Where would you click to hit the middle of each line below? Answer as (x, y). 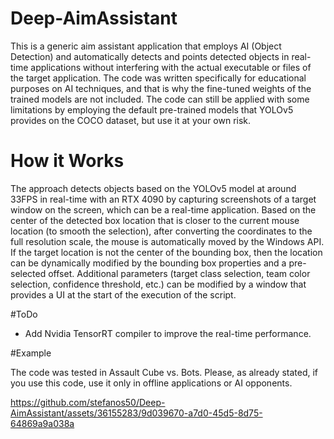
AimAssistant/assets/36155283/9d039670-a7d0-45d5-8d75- (136, 413)
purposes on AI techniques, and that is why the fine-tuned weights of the (161, 88)
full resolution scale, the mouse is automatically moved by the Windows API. (167, 241)
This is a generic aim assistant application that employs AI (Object (146, 46)
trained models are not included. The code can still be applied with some (160, 99)
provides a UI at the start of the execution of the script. (123, 294)
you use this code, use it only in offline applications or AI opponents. (151, 383)
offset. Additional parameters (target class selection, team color (179, 273)
